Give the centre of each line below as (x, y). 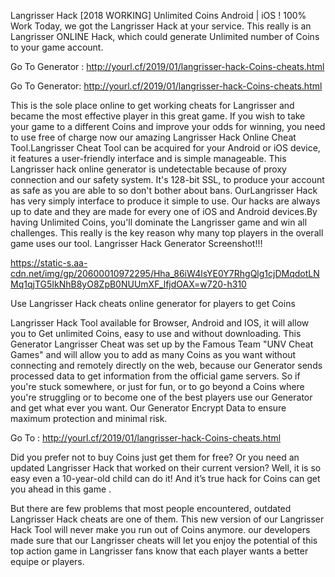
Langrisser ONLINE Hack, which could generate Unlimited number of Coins (165, 36)
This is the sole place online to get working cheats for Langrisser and (152, 105)
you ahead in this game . (61, 489)
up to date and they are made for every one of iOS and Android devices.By (164, 211)
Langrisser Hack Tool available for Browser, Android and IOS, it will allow (160, 323)
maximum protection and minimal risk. (89, 418)
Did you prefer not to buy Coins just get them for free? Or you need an (155, 457)
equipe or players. (47, 561)
